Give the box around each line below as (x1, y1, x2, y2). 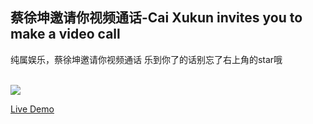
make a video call (10, 26, 121, 43)
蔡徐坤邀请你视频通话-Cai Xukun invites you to (10, 9, 303, 27)
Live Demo (10, 103, 55, 115)
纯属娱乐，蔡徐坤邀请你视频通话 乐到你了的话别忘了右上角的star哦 (10, 53, 283, 65)
